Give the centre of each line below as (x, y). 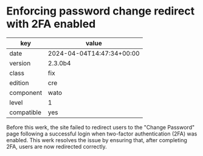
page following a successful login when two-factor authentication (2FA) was (102, 134)
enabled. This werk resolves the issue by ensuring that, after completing (97, 140)
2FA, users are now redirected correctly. (57, 146)
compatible (25, 112)
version (20, 63)
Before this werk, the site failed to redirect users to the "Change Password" (101, 127)
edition (19, 83)
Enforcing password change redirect (101, 11)
